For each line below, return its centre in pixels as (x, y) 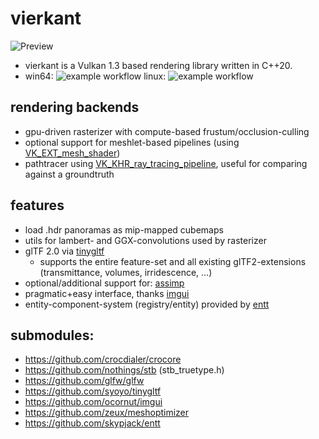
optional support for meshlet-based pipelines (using (132, 142)
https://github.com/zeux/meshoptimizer (107, 413)
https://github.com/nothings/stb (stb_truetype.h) (124, 370)
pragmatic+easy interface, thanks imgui (107, 293)
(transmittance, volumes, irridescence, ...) (126, 272)
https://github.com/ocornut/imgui (93, 402)
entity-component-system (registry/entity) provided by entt (147, 304)
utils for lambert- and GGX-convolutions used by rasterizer (145, 240)
